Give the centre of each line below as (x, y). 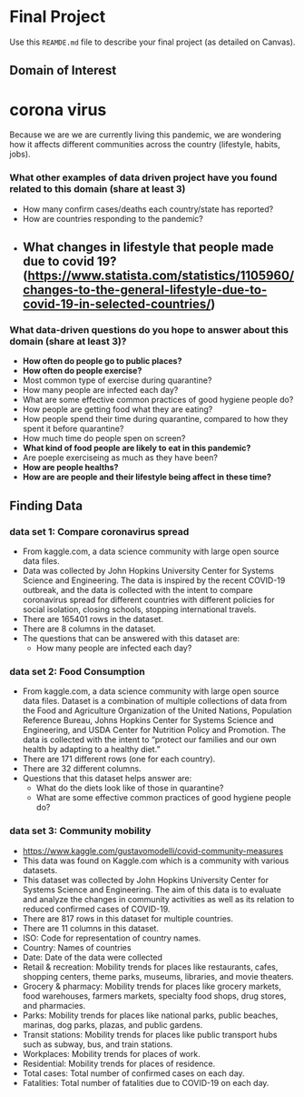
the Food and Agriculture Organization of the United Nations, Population (157, 710)
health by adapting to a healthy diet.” (91, 750)
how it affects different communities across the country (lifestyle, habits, (145, 145)
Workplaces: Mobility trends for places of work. (112, 1053)
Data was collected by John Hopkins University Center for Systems (148, 570)
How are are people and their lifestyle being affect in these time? (147, 477)
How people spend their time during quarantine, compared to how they (155, 419)
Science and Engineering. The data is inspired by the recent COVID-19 (154, 580)
